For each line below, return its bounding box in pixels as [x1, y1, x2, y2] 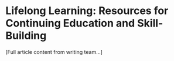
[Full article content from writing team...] [5, 48, 103, 55]
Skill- [137, 16, 163, 30]
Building [5, 29, 47, 42]
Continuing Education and [5, 16, 135, 30]
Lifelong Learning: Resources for [5, 4, 169, 18]
